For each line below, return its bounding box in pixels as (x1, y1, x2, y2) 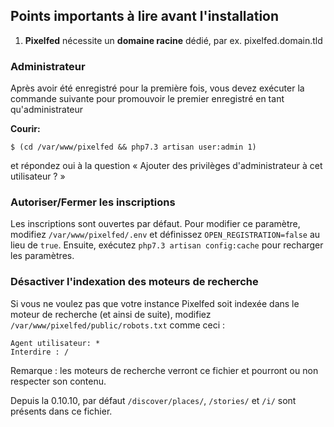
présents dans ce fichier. (10, 405, 113, 417)
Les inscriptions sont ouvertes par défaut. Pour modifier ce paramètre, (10, 218, 301, 230)
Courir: (10, 123, 41, 135)
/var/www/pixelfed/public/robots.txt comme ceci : (10, 319, 226, 331)
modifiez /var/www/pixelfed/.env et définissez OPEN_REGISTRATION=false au (10, 229, 321, 241)
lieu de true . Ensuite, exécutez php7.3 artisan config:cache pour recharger (10, 239, 324, 251)
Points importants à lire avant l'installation (10, 8, 280, 25)
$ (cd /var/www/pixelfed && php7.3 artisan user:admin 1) (10, 142, 257, 153)
